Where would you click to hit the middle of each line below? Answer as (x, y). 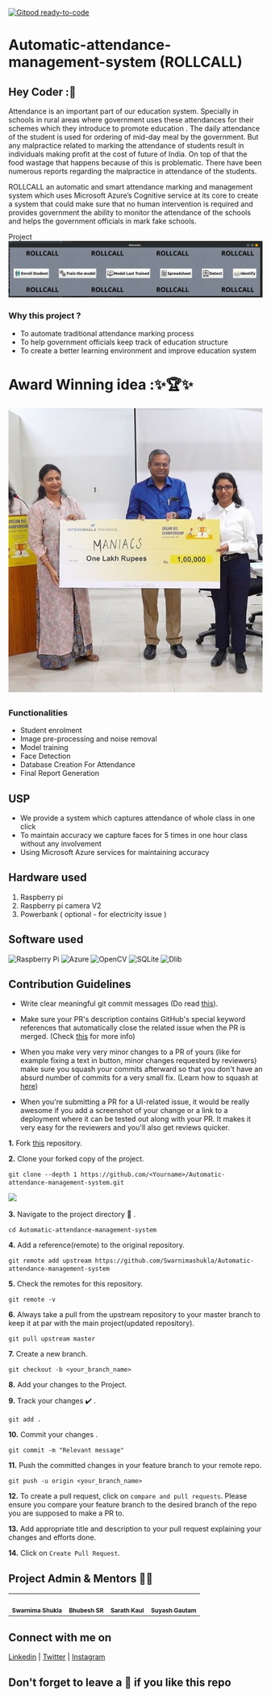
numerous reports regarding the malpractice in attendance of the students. (133, 171)
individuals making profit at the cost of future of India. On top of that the (128, 154)
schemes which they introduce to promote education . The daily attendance (134, 128)
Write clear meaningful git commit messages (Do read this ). (119, 1003)
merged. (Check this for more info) (77, 1036)
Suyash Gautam (173, 1610)
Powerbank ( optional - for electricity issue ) (93, 914)
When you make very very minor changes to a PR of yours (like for (130, 1052)
